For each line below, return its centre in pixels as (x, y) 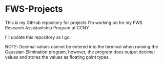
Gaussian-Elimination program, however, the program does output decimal (80, 52)
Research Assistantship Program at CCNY (47, 27)
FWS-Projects (34, 9)
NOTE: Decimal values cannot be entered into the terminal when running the (82, 46)
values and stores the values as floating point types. (57, 57)
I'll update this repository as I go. (38, 37)
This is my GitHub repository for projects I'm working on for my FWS (74, 22)
